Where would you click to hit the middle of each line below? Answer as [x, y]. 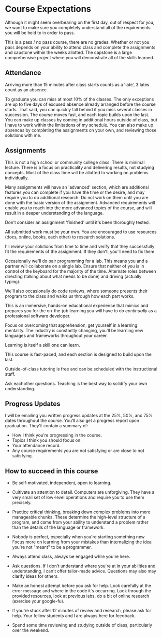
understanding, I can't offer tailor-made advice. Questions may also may [84, 571]
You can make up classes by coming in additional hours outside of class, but [81, 119]
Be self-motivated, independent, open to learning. [62, 483]
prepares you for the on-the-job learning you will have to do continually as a [81, 310]
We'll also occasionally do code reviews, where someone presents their [76, 291]
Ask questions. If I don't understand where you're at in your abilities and [84, 566]
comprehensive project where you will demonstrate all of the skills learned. [80, 57]
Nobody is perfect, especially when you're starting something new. [79, 537]
